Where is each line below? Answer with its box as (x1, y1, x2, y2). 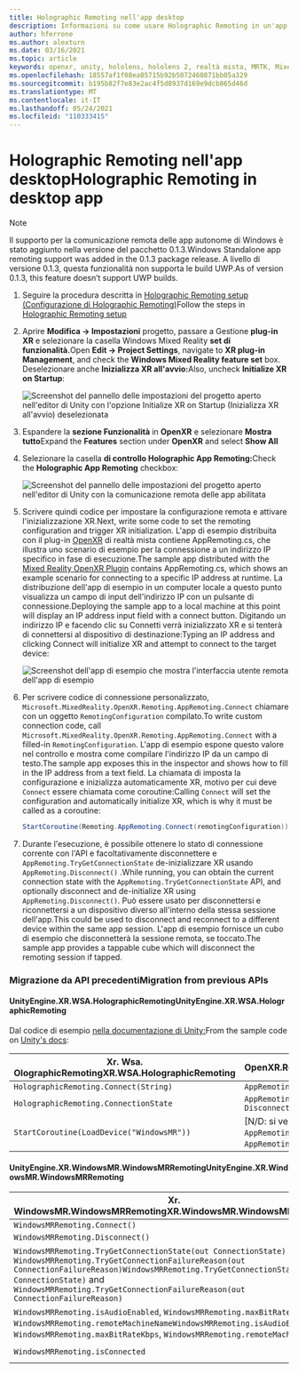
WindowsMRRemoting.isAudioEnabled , (13, 1305, 162, 1318)
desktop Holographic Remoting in (9, 170, 257, 189)
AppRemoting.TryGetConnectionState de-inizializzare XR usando (21, 857, 254, 867)
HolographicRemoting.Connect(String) (13, 1082, 173, 1092)
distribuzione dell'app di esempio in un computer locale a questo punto (21, 582, 282, 593)
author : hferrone (9, 29, 74, 38)
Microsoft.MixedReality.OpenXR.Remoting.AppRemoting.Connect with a (21, 730, 278, 740)
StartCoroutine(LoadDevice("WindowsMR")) (13, 1128, 192, 1138)
